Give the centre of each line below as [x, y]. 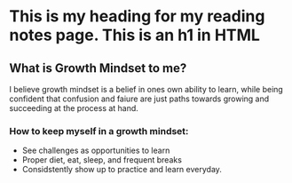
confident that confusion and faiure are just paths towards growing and [139, 99]
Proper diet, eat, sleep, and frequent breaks [102, 160]
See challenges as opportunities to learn [96, 151]
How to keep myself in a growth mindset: [99, 131]
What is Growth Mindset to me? [98, 68]
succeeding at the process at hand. [74, 108]
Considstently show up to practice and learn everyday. [122, 170]
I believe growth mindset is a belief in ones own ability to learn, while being [146, 89]
